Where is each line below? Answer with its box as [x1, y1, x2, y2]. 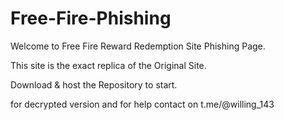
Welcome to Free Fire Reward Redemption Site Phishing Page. [10, 40, 266, 52]
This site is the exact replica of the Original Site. [10, 59, 207, 71]
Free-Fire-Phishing [10, 7, 172, 30]
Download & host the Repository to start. [10, 78, 178, 91]
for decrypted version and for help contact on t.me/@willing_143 [10, 98, 275, 110]
